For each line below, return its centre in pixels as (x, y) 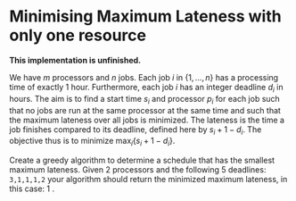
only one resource (78, 35)
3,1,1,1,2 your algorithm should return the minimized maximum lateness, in (148, 180)
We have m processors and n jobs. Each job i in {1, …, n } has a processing (144, 77)
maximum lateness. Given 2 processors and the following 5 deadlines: (138, 170)
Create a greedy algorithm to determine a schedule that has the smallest (142, 160)
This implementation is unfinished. (75, 60)
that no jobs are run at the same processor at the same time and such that (145, 110)
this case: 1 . (32, 188)
